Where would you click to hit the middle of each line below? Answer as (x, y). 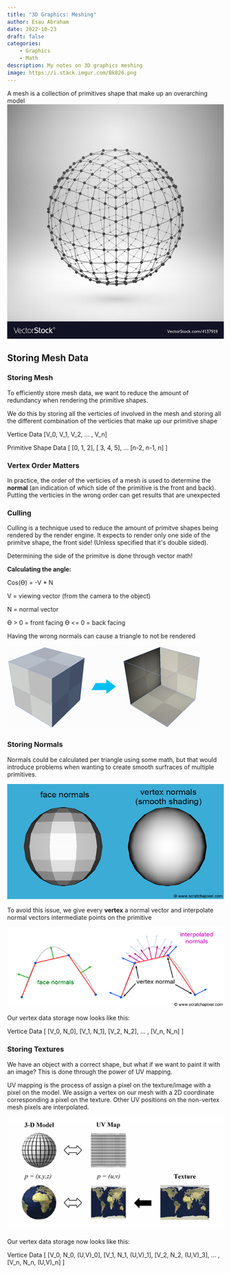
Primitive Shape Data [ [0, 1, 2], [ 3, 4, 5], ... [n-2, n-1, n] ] (88, 448)
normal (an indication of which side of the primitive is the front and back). (112, 488)
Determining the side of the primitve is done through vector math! (100, 556)
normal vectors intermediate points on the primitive (80, 917)
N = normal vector (33, 610)
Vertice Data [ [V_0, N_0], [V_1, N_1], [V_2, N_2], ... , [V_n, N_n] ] (96, 1032)
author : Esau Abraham (38, 22)
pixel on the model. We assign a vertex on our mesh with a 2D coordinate (111, 1092)
